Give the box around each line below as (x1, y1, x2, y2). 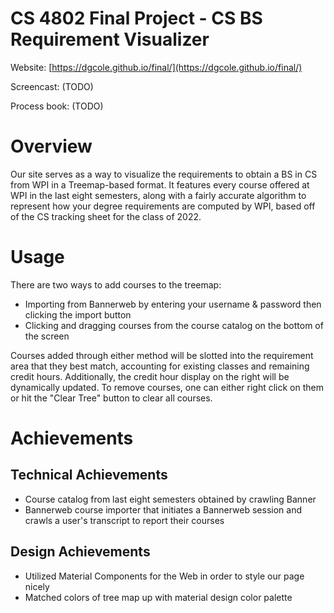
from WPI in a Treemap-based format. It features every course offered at (10, 178, 310, 191)
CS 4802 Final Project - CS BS (10, 7, 263, 30)
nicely (24, 580, 50, 592)
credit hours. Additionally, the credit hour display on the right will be (10, 370, 290, 382)
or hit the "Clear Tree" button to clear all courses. (10, 392, 213, 404)
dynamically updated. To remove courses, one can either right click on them (10, 381, 325, 393)
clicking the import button (24, 308, 132, 321)
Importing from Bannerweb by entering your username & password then (24, 298, 322, 310)
